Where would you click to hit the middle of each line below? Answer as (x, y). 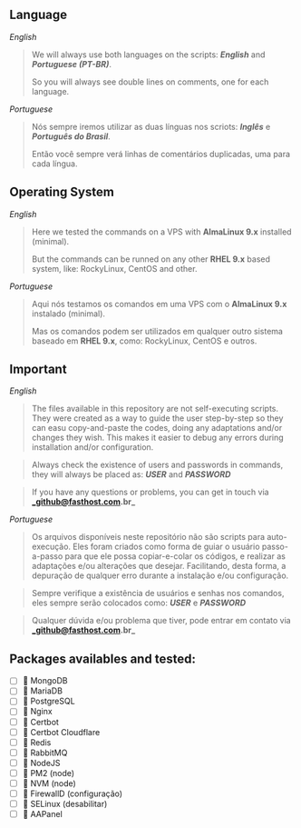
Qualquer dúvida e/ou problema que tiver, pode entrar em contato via (161, 621)
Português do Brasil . (71, 136)
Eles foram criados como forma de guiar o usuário (166, 547)
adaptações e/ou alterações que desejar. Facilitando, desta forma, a (159, 566)
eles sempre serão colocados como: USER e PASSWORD (139, 603)
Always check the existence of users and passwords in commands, (157, 465)
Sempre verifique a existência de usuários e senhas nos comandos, (158, 594)
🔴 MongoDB (45, 681)
